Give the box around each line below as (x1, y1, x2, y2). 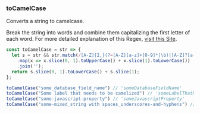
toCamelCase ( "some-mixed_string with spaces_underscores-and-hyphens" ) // (6, 102, 196, 108)
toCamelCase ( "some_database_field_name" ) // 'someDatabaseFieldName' (6, 85, 183, 91)
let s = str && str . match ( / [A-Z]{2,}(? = (11, 52, 113, 59)
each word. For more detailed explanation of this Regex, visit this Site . (6, 35, 177, 43)
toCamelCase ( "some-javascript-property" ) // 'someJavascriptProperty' (6, 96, 185, 102)
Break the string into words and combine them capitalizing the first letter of (6, 29, 190, 36)
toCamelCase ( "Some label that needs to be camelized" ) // (6, 91, 153, 96)
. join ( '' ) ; (17, 63, 44, 69)
